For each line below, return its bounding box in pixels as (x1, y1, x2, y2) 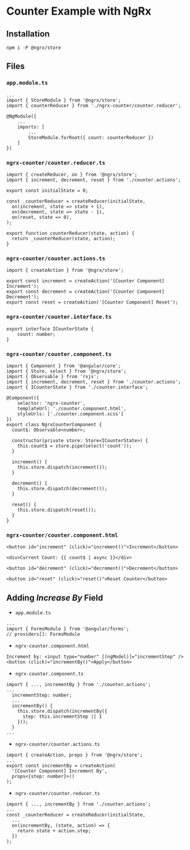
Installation (6, 29, 50, 39)
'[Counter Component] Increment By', (12, 768, 108, 774)
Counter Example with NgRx (6, 4, 152, 18)
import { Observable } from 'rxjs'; (6, 373, 99, 379)
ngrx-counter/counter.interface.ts (6, 313, 112, 321)
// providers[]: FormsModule (6, 631, 80, 637)
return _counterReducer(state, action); (12, 235, 116, 241)
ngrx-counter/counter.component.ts (6, 351, 112, 357)
